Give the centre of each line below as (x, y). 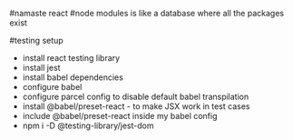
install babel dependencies (73, 77)
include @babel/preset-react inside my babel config (120, 116)
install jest (41, 68)
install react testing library (71, 58)
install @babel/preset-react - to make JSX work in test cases (136, 106)
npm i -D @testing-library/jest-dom (88, 125)
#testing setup (36, 40)
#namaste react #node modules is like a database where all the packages (146, 13)
